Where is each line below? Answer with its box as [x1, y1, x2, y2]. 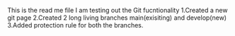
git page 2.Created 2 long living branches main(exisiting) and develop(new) [7, 13, 227, 22]
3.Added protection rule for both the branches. [7, 21, 144, 29]
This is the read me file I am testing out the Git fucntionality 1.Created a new [7, 6, 228, 14]
